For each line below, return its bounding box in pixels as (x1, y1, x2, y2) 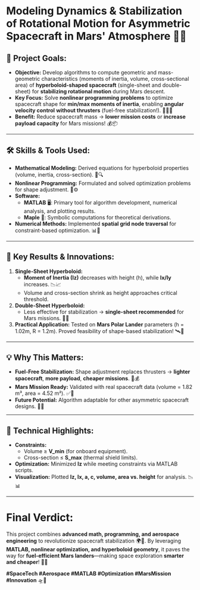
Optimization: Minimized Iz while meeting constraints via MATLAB (14, 460, 178, 467)
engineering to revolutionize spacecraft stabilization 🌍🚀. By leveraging (6, 537, 182, 545)
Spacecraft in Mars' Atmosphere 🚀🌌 (6, 30, 187, 43)
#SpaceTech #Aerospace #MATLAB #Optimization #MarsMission (6, 570, 171, 578)
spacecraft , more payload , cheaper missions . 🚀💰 (14, 375, 140, 382)
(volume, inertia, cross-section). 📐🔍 (14, 171, 104, 178)
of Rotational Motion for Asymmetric (6, 17, 190, 30)
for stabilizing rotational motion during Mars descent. (32, 88, 165, 95)
